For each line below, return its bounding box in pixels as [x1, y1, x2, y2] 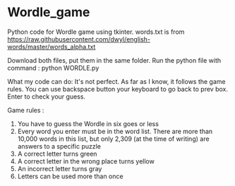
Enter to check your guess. [7, 92, 86, 101]
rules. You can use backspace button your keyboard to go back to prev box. [7, 85, 228, 93]
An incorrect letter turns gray [17, 164, 102, 173]
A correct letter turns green [17, 149, 97, 158]
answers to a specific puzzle [17, 142, 101, 150]
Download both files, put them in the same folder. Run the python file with [7, 56, 221, 64]
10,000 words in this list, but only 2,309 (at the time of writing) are [17, 135, 210, 143]
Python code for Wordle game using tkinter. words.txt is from [7, 27, 185, 36]
